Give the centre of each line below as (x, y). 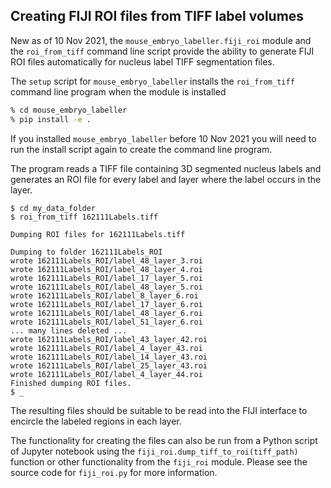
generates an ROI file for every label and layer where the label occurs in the (166, 179)
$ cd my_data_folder (53, 208)
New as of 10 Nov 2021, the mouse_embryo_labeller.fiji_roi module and (161, 40)
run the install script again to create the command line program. (141, 149)
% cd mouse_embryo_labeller (69, 110)
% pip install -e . (51, 119)
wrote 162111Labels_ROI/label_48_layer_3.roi (106, 260)
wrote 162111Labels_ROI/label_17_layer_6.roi (106, 304)
